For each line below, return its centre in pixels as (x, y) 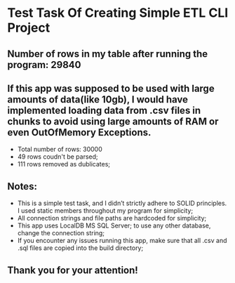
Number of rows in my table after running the (108, 54)
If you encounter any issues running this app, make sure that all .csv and (122, 241)
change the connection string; (61, 233)
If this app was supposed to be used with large (111, 88)
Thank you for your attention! (73, 270)
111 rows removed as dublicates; (64, 164)
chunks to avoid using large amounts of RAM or (113, 121)
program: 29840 (44, 65)
